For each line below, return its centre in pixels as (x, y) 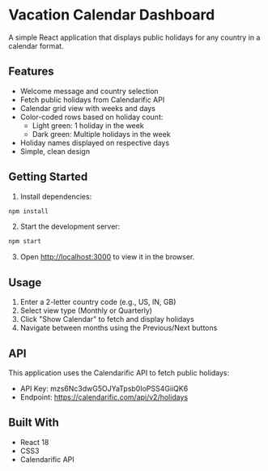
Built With (34, 423)
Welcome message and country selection (89, 91)
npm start (25, 242)
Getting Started (48, 177)
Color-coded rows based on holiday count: (91, 117)
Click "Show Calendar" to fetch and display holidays (107, 319)
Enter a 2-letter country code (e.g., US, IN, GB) (98, 302)
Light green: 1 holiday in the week (88, 125)
